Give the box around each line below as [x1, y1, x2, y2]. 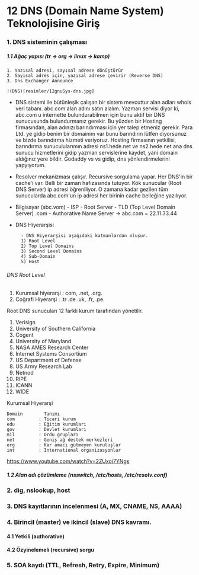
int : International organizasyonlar [7, 448, 121, 453]
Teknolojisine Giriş [7, 17, 100, 30]
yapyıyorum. [15, 162, 46, 169]
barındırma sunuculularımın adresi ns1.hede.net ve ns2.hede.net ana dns [15, 143, 193, 150]
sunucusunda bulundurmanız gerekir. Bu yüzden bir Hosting [15, 117, 162, 125]
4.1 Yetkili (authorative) [7, 532, 65, 540]
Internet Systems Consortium [15, 350, 87, 357]
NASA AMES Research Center [15, 344, 89, 351]
